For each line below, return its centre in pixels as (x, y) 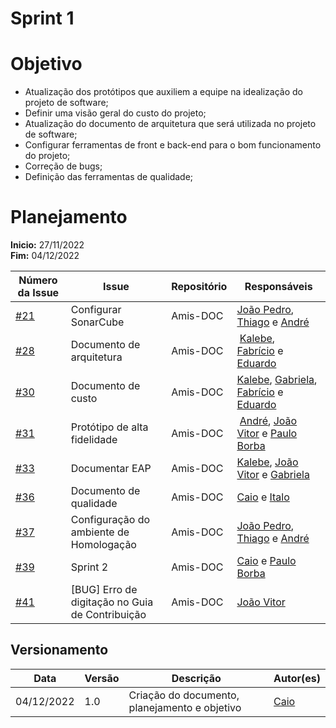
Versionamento (59, 650)
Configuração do (110, 520)
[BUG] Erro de (104, 590)
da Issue (38, 293)
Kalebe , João (267, 462)
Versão (102, 678)
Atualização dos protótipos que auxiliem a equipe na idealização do (164, 92)
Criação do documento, (184, 695)
